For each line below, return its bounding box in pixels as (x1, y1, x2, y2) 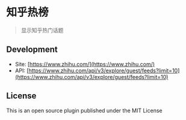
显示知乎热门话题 (20, 27, 64, 34)
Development (6, 45, 58, 55)
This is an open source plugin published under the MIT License (6, 107, 163, 114)
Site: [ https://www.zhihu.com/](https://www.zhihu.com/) (14, 60, 155, 68)
